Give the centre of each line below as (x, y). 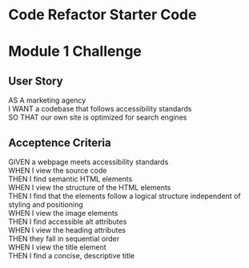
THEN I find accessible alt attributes (68, 221)
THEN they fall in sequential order (64, 239)
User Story (36, 81)
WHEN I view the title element (57, 247)
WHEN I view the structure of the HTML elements (90, 187)
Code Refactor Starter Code (102, 15)
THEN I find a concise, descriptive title (72, 256)
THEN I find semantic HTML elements (70, 179)
